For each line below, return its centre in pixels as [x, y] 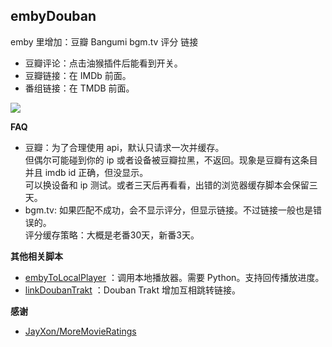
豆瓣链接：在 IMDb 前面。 [78, 75]
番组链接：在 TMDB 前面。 [79, 88]
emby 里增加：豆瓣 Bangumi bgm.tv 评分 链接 [104, 41]
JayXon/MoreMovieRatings [80, 331]
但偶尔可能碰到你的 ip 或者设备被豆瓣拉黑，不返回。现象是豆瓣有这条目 [171, 160]
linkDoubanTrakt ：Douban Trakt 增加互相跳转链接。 [132, 290]
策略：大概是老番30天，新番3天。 [129, 235]
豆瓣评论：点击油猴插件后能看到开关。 [103, 63]
